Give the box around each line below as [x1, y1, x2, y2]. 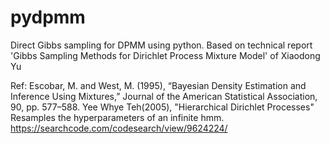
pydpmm [10, 6, 86, 29]
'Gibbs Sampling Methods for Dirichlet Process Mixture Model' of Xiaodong [10, 49, 321, 61]
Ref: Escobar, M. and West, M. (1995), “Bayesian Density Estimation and [10, 79, 307, 91]
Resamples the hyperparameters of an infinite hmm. [10, 111, 225, 123]
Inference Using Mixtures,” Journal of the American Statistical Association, [10, 90, 318, 102]
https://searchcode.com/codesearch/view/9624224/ [10, 122, 228, 134]
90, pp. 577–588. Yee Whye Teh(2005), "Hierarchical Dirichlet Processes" [10, 101, 315, 113]
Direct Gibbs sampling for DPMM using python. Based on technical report [10, 39, 313, 51]
